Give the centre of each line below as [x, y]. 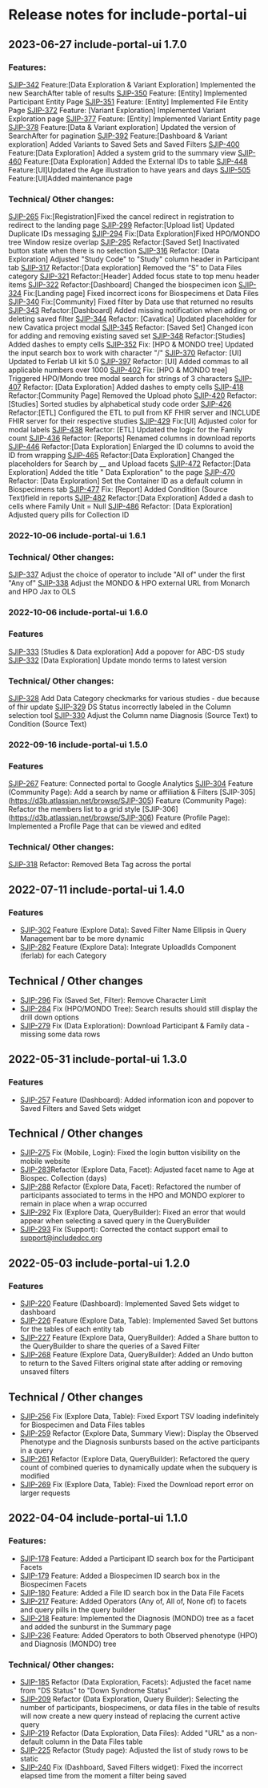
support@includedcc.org [61, 1238]
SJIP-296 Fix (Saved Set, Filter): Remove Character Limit [113, 999]
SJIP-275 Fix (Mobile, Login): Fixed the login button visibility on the [130, 1153]
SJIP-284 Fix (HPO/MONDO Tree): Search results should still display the [138, 1008]
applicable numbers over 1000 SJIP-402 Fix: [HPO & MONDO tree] [118, 370]
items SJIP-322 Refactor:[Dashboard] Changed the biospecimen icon [123, 285]
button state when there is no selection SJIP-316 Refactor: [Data [114, 251]
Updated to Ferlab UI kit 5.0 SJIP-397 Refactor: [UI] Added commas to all [128, 362]
